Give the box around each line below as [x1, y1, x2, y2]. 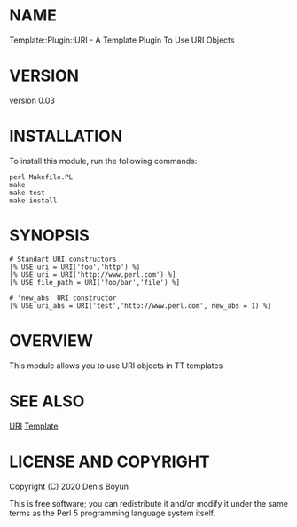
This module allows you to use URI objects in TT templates [9, 360, 223, 371]
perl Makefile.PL [9, 172, 74, 182]
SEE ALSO [9, 391, 85, 411]
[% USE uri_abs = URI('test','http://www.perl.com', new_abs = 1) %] [9, 301, 272, 311]
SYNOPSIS [9, 225, 90, 245]
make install [9, 196, 58, 205]
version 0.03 [9, 95, 56, 106]
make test [9, 188, 46, 197]
